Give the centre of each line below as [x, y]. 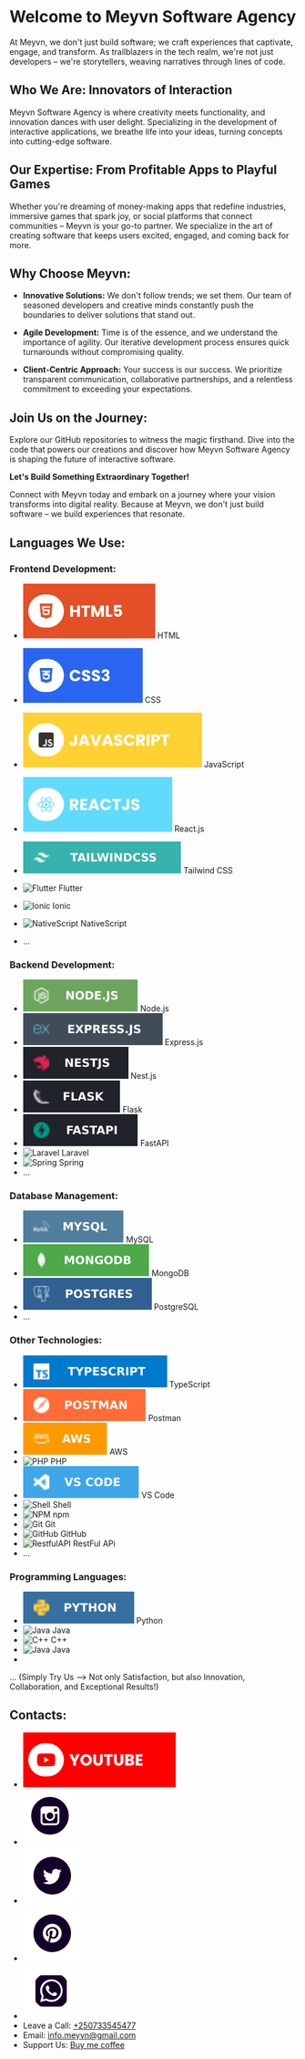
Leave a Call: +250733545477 [79, 2025]
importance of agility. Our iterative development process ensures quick [156, 342]
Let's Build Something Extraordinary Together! [99, 477]
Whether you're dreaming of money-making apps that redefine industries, [148, 206]
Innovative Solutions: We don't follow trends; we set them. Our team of [157, 296]
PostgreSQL [176, 1307]
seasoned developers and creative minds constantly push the [138, 305]
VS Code [158, 1495]
